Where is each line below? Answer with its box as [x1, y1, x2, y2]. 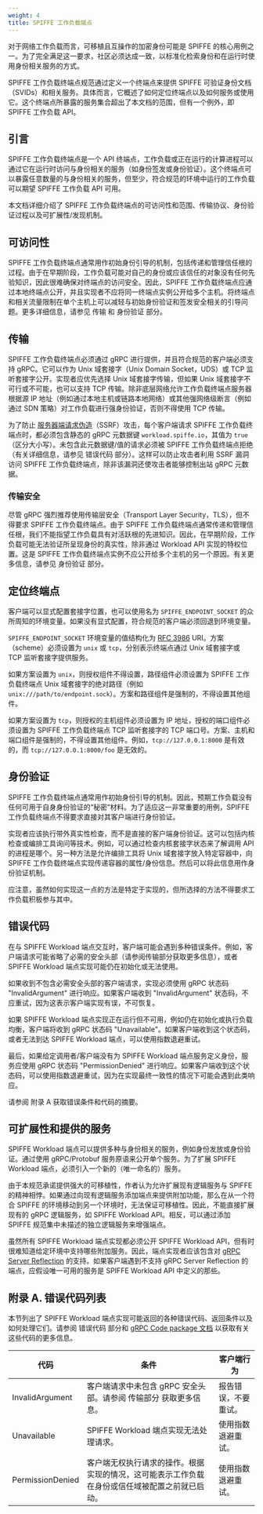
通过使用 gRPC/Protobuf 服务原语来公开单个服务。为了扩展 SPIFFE [21, 1155, 236, 1164]
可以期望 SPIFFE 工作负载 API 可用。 [8, 184, 125, 193]
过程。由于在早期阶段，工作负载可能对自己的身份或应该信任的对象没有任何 [8, 268, 248, 277]
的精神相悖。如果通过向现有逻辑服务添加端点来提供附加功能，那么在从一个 [8, 1191, 248, 1200]
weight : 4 [8, 11, 41, 20]
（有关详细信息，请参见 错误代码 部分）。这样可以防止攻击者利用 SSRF [8, 449, 234, 459]
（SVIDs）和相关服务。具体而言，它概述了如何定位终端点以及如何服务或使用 [8, 87, 254, 97]
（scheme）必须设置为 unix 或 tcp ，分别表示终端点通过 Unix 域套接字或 [8, 643, 240, 652]
